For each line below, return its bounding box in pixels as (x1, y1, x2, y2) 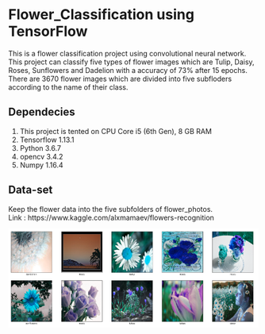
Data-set (8, 183, 53, 197)
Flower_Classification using (8, 6, 194, 24)
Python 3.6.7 (19, 143, 62, 152)
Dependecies (8, 106, 75, 119)
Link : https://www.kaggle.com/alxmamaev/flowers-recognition (8, 213, 214, 222)
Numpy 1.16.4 (19, 160, 63, 170)
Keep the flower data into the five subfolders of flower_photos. (8, 204, 213, 213)
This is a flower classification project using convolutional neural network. (8, 48, 247, 58)
